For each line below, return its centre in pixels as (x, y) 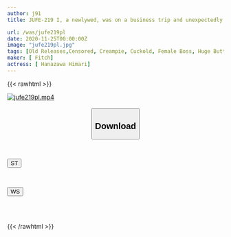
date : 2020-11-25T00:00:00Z (47, 38)
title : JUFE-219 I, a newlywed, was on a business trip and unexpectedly (115, 20)
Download (115, 126)
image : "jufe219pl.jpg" (41, 45)
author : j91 (24, 13)
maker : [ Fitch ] (30, 58)
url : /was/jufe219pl (37, 32)
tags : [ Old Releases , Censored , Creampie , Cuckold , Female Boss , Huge (109, 52)
